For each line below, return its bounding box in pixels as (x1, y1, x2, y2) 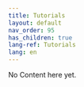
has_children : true (8, 33, 73, 42)
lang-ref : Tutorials (8, 41, 77, 49)
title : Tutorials (8, 11, 66, 20)
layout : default (8, 19, 62, 27)
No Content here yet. (8, 70, 77, 79)
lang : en (8, 48, 37, 56)
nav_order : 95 (8, 26, 55, 34)
